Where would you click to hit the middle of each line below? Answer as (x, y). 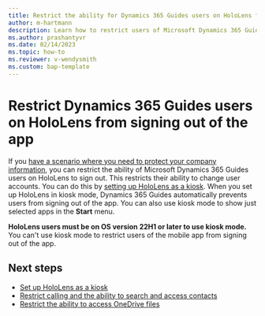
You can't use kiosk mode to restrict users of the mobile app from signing (127, 235)
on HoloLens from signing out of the (128, 122)
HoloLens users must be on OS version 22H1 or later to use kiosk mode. (127, 226)
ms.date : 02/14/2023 (42, 45)
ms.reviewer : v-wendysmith (52, 60)
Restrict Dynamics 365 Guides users (131, 105)
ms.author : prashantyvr (47, 37)
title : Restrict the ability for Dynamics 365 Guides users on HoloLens (130, 15)
